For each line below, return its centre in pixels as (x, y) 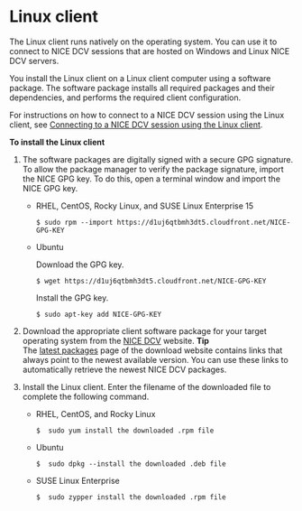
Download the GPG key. (80, 265)
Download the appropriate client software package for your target (145, 330)
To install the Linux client (57, 142)
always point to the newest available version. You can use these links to (155, 359)
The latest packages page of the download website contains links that (152, 350)
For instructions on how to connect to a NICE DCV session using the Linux (147, 115)
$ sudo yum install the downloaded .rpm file (125, 431)
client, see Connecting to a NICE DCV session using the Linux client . (136, 125)
